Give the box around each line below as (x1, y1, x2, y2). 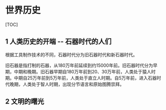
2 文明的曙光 (5, 97, 44, 106)
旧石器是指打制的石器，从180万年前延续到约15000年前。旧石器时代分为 (5, 62, 153, 68)
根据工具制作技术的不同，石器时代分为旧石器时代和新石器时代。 (5, 51, 137, 58)
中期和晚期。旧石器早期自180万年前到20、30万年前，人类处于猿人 (14, 68, 152, 74)
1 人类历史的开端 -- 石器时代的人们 (5, 37, 112, 46)
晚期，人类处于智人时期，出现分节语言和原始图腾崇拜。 (9, 81, 124, 87)
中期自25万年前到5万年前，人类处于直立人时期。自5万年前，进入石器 (14, 75, 157, 81)
